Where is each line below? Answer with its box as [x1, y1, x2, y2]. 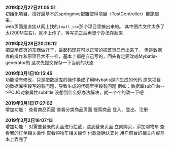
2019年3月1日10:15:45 [5, 70, 53, 76]
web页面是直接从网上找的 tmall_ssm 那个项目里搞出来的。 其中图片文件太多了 [5, 23, 165, 29]
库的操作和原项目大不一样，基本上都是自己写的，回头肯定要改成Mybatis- [5, 53, 158, 59]
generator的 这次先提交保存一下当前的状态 [5, 60, 94, 65]
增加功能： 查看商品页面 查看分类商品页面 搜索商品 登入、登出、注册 [5, 106, 148, 113]
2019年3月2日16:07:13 [5, 117, 53, 123]
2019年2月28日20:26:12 [5, 41, 57, 47]
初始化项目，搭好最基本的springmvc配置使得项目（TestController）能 [5, 11, 151, 17]
